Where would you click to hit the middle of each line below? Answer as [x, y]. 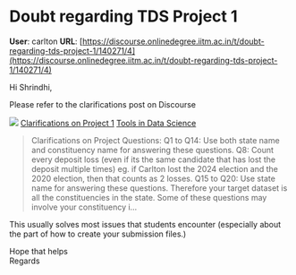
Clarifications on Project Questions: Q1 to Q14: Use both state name [155, 140]
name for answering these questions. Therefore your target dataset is [159, 188]
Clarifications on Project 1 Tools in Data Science [108, 123]
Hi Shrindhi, [31, 87]
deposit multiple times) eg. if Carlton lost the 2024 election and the [155, 168]
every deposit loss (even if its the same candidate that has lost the [153, 159]
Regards [25, 261]
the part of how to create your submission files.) [98, 234]
